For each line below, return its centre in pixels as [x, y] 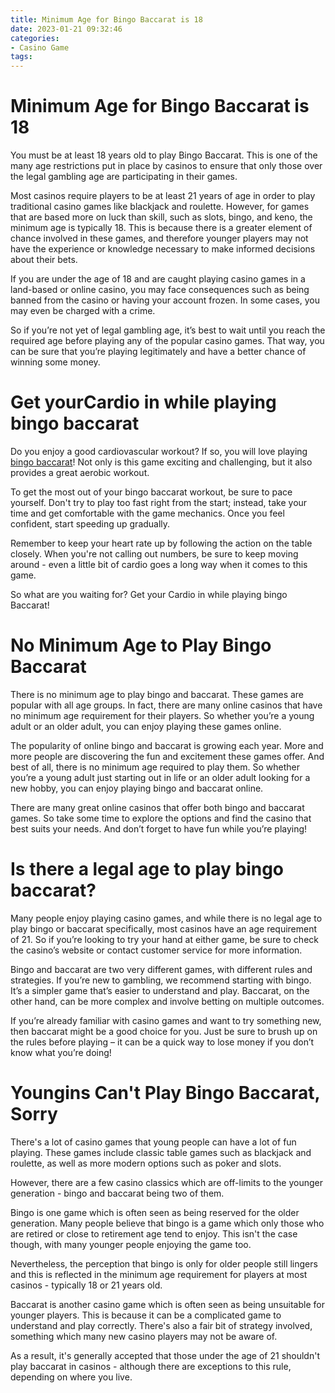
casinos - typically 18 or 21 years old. [86, 1285]
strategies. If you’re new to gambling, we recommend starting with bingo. [161, 980]
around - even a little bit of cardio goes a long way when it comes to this [159, 564]
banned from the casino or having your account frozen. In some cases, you [165, 300]
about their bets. [44, 260]
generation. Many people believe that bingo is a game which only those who [167, 1223]
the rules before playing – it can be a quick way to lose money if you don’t [162, 1042]
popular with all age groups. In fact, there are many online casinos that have [166, 705]
